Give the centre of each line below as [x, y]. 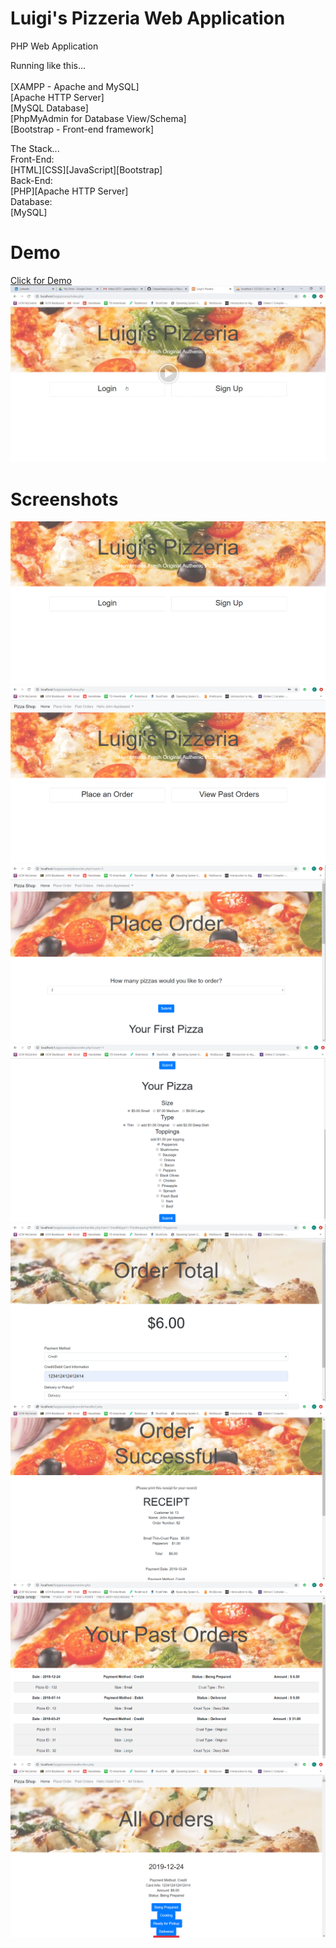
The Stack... [35, 148]
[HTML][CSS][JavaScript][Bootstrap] [86, 169]
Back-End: [31, 180]
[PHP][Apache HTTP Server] [69, 191]
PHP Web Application [54, 46]
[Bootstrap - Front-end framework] [82, 129]
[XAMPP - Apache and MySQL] [75, 86]
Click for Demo [41, 280]
